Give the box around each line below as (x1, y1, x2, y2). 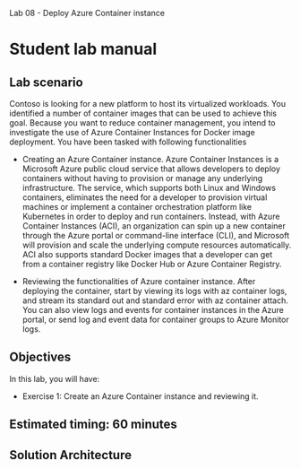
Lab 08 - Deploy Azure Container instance (9, 8, 166, 18)
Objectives (9, 350, 72, 365)
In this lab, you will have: (9, 373, 100, 384)
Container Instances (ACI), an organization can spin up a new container (21, 221, 287, 231)
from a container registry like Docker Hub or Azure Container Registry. (21, 259, 282, 269)
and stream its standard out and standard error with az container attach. (21, 295, 289, 306)
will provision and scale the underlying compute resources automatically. (21, 239, 292, 250)
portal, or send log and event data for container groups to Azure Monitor (21, 314, 289, 325)
